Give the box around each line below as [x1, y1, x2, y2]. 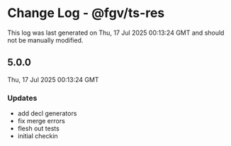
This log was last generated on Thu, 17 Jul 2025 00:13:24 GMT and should [7, 28, 225, 37]
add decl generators [17, 109, 77, 118]
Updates [7, 93, 38, 103]
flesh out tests [17, 124, 60, 133]
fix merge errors [17, 117, 65, 125]
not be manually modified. [7, 35, 84, 44]
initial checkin [17, 132, 58, 140]
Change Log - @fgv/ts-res [7, 5, 165, 21]
